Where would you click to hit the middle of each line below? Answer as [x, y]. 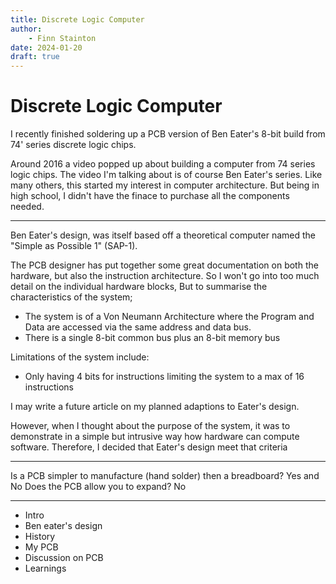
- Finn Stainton [62, 38]
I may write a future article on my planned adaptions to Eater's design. [155, 407]
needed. [27, 207]
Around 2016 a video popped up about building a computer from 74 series [163, 164]
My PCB [41, 547]
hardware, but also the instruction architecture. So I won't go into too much [165, 276]
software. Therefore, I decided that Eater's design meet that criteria [149, 447]
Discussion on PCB [64, 558]
